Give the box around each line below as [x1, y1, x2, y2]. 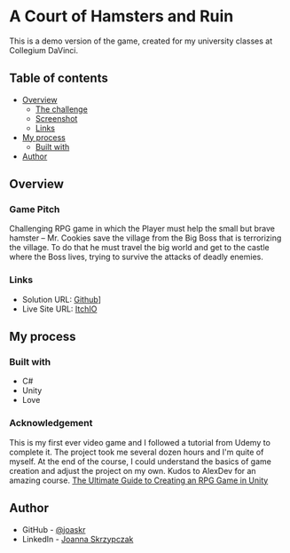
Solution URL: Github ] [21, 294, 102, 304]
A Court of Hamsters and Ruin [9, 6, 234, 27]
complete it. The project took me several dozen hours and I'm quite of [9, 446, 264, 457]
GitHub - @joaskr [21, 524, 86, 534]
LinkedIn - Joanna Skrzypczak [21, 533, 134, 544]
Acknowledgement [9, 417, 93, 430]
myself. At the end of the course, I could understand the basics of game [9, 455, 272, 467]
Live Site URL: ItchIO [21, 304, 98, 314]
